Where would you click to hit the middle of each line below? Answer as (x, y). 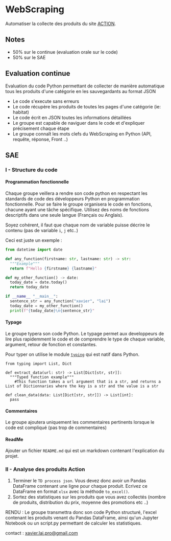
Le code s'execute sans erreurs (46, 101)
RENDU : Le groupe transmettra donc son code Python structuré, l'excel (81, 512)
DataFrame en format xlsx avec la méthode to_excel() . (71, 491)
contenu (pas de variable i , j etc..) (42, 231)
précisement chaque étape (41, 128)
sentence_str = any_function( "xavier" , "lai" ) (60, 301)
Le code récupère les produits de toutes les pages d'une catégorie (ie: (87, 106)
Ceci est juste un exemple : (34, 240)
